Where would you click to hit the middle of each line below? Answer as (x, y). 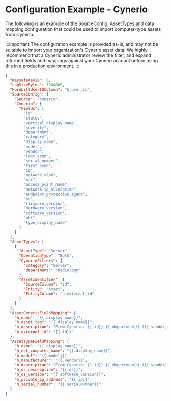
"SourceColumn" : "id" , (48, 285)
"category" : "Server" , (48, 265)
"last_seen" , (37, 156)
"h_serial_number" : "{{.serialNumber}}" (58, 384)
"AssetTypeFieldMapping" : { (40, 341)
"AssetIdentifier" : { (42, 279)
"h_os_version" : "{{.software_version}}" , (60, 375)
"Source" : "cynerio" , (37, 99)
